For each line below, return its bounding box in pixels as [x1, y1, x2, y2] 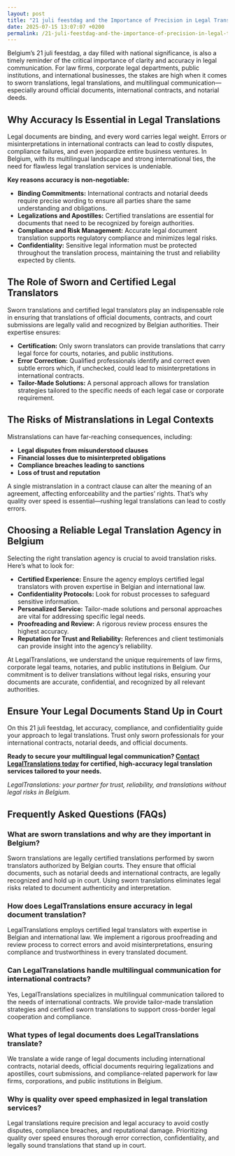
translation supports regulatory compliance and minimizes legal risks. [17, 234, 218, 242]
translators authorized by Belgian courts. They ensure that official [7, 862, 197, 869]
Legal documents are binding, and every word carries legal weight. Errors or [7, 132, 227, 141]
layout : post [7, 10, 45, 17]
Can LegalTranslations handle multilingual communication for [7, 966, 222, 976]
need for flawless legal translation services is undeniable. [7, 162, 173, 171]
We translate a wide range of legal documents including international [7, 1054, 206, 1063]
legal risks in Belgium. [7, 788, 71, 797]
